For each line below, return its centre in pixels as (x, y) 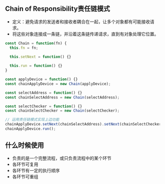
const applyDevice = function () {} (41, 79)
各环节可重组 (25, 177)
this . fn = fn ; (24, 48)
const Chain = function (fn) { (36, 43)
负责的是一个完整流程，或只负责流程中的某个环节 (62, 158)
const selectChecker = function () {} (44, 106)
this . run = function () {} (36, 66)
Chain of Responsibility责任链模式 (58, 9)
